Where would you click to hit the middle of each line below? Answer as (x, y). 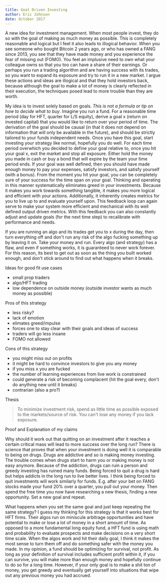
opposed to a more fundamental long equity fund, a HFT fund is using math (82, 528)
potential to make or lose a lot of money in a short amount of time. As (76, 523)
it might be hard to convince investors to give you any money (75, 364)
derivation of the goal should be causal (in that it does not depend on (76, 127)
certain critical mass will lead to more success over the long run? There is (80, 444)
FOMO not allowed (31, 339)
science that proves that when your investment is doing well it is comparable (83, 450)
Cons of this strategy (27, 349)
